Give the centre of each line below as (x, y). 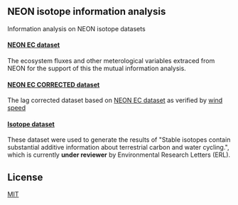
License (25, 177)
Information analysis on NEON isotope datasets (76, 28)
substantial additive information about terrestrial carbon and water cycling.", (118, 148)
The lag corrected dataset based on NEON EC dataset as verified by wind (115, 100)
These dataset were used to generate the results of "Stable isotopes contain (119, 140)
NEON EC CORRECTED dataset (54, 84)
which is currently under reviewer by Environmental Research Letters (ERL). (119, 155)
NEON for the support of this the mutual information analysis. (97, 68)
